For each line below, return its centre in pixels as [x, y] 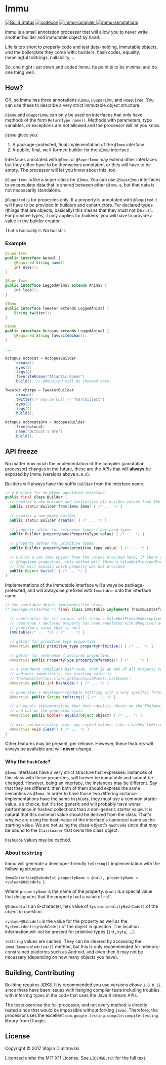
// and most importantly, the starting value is [61, 674]
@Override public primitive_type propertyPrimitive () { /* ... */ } [82, 646]
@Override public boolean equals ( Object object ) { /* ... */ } [76, 716]
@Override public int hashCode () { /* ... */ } [60, 683]
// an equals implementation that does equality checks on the [76, 706]
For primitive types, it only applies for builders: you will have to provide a [79, 215]
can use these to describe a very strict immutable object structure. [73, 105]
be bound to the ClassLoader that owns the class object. [62, 830]
